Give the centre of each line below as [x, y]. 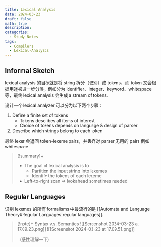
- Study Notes [24, 37]
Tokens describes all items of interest [57, 121]
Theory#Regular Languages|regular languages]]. [54, 215]
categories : [17, 32]
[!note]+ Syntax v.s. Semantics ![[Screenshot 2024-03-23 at [78, 224]
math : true [16, 23]
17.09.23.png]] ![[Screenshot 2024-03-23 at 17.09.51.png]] [76, 229]
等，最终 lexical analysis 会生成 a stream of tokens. [57, 95]
